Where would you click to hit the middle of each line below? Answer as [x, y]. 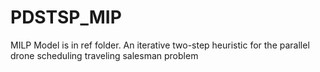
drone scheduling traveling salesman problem [104, 55]
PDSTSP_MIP [66, 17]
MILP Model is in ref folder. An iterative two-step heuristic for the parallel [160, 45]
